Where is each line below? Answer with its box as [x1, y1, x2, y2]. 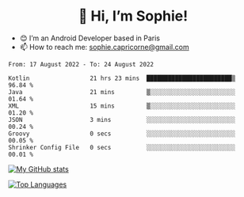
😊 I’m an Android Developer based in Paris [19, 33, 161, 43]
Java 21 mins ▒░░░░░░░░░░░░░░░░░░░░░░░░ [8, 88, 236, 96]
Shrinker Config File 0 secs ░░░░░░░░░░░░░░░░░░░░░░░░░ [8, 143, 236, 151]
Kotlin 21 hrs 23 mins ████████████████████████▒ [8, 74, 236, 82]
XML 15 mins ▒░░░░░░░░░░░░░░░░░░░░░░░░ [8, 102, 236, 110]
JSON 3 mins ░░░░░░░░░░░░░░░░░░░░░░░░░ [8, 116, 236, 123]
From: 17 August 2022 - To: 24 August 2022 [8, 60, 154, 68]
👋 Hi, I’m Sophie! [78, 7, 189, 25]
